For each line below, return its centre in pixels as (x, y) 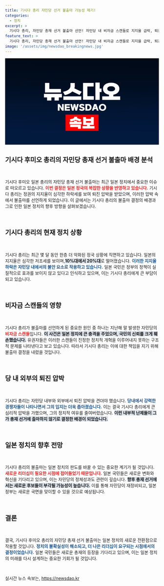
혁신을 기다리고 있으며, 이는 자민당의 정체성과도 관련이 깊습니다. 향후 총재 (75, 480)
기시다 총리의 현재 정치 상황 (43, 233)
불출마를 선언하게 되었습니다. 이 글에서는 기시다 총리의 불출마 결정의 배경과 (85, 200)
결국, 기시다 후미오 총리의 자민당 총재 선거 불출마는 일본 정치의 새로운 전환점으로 (81, 540)
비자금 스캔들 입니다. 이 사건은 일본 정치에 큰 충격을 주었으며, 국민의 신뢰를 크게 (79, 334)
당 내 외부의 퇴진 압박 (35, 378)
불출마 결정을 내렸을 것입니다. (33, 352)
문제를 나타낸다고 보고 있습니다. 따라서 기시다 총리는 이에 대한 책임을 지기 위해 (84, 346)
